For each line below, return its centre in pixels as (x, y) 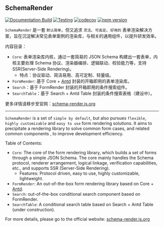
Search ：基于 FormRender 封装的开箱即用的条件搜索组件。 (71, 87)
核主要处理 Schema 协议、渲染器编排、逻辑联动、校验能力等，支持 (79, 62)
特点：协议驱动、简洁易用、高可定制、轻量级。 (66, 75)
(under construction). (33, 209)
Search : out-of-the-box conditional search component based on (76, 194)
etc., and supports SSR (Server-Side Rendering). (61, 168)
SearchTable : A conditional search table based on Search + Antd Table (83, 204)
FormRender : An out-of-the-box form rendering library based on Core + (83, 184)
